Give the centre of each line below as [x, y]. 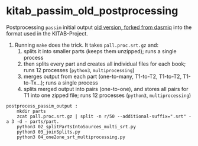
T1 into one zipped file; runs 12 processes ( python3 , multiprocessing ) [107, 95]
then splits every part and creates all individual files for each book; [105, 64]
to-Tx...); [34, 82]
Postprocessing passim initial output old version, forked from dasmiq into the [99, 27]
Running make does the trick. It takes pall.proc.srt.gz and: [86, 45]
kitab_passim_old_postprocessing [92, 11]
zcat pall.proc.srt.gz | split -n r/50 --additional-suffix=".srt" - [104, 116]
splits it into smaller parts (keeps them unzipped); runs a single [100, 51]
